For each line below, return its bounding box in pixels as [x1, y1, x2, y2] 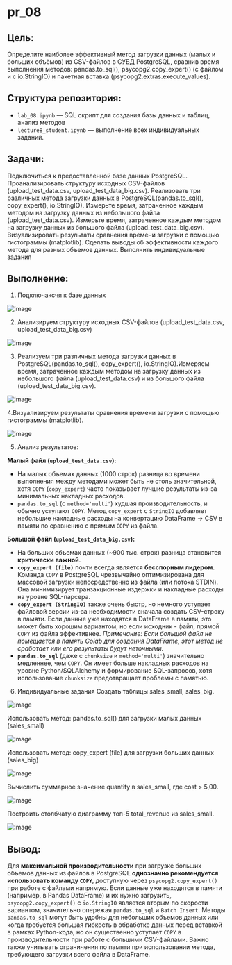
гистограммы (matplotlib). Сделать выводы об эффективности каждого [7, 237, 219, 246]
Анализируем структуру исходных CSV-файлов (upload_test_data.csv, [17, 318, 224, 326]
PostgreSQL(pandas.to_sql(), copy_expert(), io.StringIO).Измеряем [17, 360, 210, 368]
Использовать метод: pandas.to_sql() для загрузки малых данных [7, 714, 202, 723]
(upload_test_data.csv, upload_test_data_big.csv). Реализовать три [7, 186, 201, 194]
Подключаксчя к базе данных [17, 291, 106, 299]
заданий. [17, 133, 44, 141]
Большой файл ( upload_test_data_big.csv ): [7, 535, 135, 544]
